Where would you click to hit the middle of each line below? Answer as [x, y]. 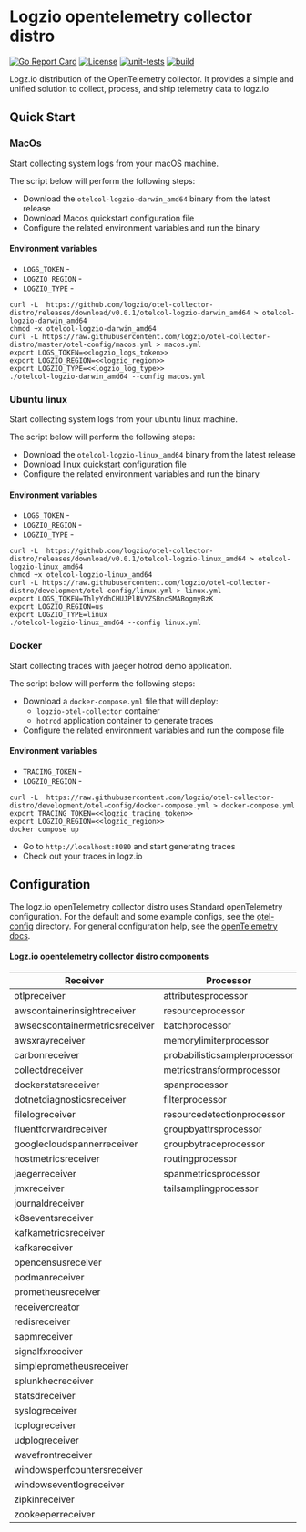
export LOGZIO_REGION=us [56, 607]
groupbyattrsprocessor [213, 1129]
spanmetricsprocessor [212, 1173]
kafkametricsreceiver [60, 1232]
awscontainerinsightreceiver [75, 1011]
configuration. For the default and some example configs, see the [132, 916]
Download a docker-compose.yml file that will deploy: [120, 701]
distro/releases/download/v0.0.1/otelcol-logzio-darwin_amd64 [130, 313]
